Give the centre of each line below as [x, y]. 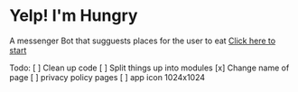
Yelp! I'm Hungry [74, 16]
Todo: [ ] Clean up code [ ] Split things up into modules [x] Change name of [149, 68]
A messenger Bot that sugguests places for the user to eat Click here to [143, 41]
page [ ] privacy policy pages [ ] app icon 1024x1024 [107, 77]
